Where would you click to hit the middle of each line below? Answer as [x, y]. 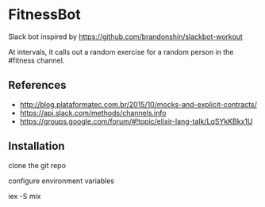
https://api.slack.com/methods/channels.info [93, 113]
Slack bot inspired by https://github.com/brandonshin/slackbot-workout [126, 36]
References [37, 85]
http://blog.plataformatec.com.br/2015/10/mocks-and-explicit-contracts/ [138, 104]
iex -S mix [25, 196]
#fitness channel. [36, 60]
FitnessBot [44, 15]
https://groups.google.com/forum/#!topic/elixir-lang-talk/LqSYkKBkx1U [136, 121]
